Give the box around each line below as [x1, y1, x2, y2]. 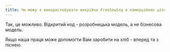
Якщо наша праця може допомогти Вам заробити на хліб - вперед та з [5, 36, 159, 42]
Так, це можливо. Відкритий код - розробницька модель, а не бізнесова [5, 21, 162, 27]
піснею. [5, 41, 22, 48]
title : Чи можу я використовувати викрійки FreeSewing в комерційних [5, 7, 155, 13]
